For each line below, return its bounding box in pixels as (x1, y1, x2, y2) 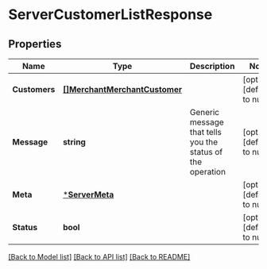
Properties (8, 37, 62, 51)
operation (189, 167, 226, 177)
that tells (189, 127, 222, 137)
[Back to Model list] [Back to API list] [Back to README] (8, 252, 191, 261)
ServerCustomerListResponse (8, 6, 213, 24)
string (62, 136, 86, 148)
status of (189, 147, 223, 157)
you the (189, 136, 219, 148)
